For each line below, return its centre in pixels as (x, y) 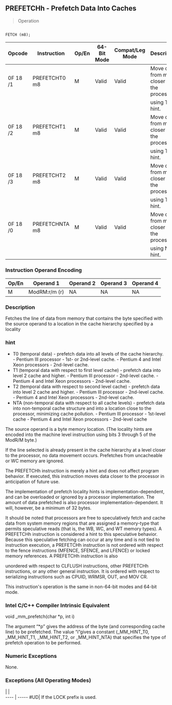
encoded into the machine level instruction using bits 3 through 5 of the (81, 434)
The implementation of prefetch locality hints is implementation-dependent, (85, 491)
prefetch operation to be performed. (44, 643)
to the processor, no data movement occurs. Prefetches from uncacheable (84, 455)
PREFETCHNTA (51, 224)
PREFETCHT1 (49, 127)
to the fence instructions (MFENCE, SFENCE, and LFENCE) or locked (78, 550)
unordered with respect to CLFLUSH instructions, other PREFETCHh (77, 566)
